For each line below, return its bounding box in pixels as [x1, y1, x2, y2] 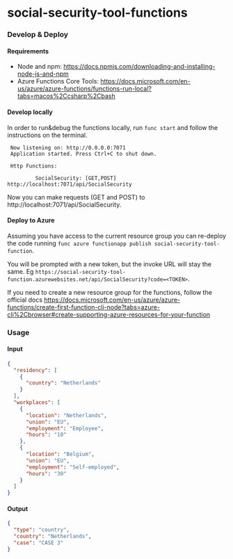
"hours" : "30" [25, 470, 67, 477]
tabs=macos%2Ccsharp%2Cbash [17, 92, 116, 100]
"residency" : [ [13, 366, 58, 373]
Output [7, 504, 29, 512]
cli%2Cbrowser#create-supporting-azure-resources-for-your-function [7, 310, 211, 318]
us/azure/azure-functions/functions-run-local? [17, 85, 152, 93]
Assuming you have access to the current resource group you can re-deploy [7, 232, 227, 240]
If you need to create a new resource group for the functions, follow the [7, 288, 212, 296]
